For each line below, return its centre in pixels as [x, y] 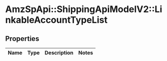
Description [59, 53]
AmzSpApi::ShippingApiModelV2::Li [84, 9]
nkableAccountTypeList [56, 20]
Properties [22, 39]
